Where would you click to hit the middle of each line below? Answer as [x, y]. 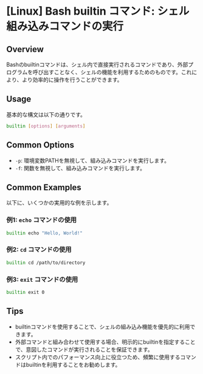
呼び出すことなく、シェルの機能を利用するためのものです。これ [112, 72]
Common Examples [44, 187]
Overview [25, 49]
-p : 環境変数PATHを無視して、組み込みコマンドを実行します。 [92, 160]
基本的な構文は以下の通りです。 [46, 114]
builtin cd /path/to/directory [46, 263]
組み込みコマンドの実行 [65, 26]
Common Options [40, 145]
